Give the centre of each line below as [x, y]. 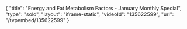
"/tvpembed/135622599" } [37, 20]
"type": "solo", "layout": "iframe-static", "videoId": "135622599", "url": [90, 14]
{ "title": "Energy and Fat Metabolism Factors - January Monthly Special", [93, 8]
